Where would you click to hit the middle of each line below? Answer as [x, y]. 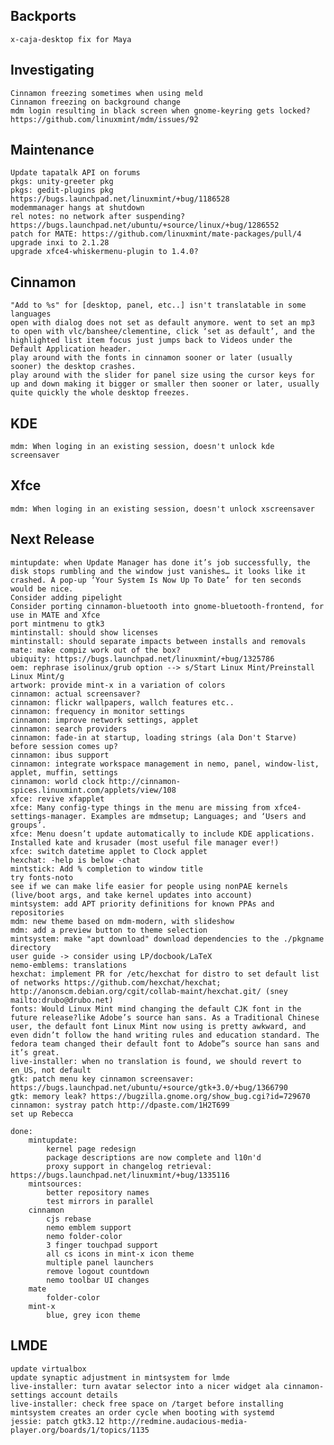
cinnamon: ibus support [60, 755]
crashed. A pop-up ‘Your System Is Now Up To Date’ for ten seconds [156, 580]
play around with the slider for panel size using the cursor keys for [162, 375]
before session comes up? [64, 746]
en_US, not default [51, 1070]
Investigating [52, 70]
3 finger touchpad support [102, 1245]
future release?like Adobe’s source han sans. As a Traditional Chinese [165, 1017]
